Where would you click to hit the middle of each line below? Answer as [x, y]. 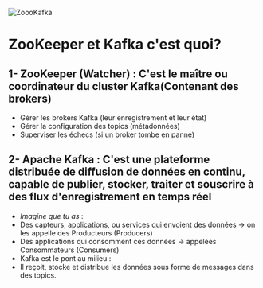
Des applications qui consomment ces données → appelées [118, 241]
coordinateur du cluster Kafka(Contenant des [124, 86]
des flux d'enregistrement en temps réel [110, 197]
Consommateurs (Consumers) [69, 250]
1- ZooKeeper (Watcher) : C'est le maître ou [118, 74]
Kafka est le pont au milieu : [65, 258]
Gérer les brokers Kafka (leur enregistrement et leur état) [113, 118]
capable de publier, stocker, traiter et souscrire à [131, 184]
